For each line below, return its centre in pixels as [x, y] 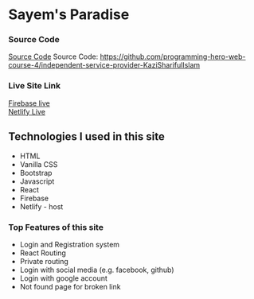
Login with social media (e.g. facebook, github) [97, 270]
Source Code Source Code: [53, 56]
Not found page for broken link [70, 286]
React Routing [43, 253]
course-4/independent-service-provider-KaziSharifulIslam [104, 65]
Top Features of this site [56, 227]
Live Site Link [35, 86]
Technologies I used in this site [86, 137]
